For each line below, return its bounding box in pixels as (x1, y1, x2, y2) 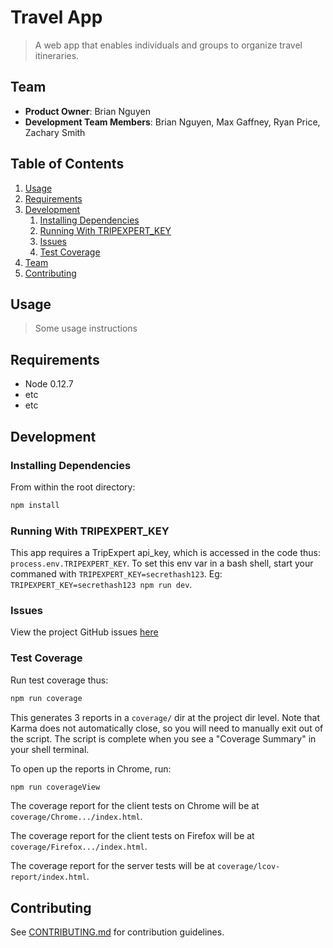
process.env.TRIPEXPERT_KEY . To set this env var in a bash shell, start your (10, 557, 314, 570)
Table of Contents (10, 156, 125, 173)
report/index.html (10, 872, 87, 883)
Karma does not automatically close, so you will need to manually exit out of (10, 722, 324, 734)
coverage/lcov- (217, 862, 281, 872)
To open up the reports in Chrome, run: (10, 762, 172, 775)
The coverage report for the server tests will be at (10, 860, 216, 872)
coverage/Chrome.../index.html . (10, 811, 143, 823)
